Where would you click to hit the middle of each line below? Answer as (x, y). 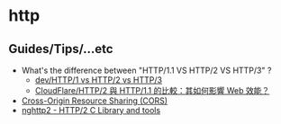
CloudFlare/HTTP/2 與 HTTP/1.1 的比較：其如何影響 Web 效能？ (152, 90)
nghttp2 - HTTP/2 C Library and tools (91, 110)
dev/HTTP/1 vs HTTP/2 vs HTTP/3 (99, 80)
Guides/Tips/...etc (61, 49)
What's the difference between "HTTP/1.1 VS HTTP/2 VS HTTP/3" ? (146, 70)
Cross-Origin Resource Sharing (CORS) (95, 101)
